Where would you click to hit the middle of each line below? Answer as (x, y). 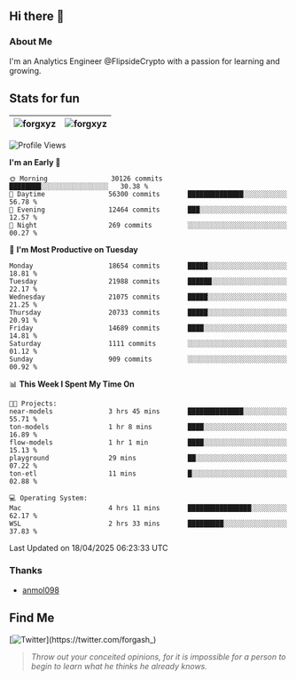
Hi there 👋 (37, 16)
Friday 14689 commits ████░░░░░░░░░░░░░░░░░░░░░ (148, 328)
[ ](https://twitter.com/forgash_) (83, 639)
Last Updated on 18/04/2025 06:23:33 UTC (89, 548)
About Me (31, 42)
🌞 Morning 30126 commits (86, 179)
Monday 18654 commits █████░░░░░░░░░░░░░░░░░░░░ (148, 266)
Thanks (26, 571)
